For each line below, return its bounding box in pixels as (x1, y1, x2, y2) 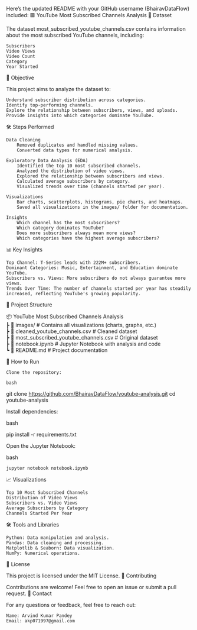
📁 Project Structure (6, 301, 52, 308)
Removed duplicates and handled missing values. (17, 142, 139, 148)
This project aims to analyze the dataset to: (6, 86, 111, 92)
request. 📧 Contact (6, 590, 52, 597)
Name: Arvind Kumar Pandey (6, 613, 73, 619)
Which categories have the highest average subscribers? (17, 235, 160, 241)
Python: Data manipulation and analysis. (6, 535, 110, 541)
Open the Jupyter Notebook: (6, 442, 75, 449)
